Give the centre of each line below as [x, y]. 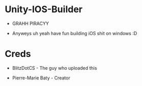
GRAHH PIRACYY [30, 23]
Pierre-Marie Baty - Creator [41, 78]
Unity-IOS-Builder [44, 9]
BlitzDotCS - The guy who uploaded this [55, 68]
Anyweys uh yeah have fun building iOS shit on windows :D [75, 33]
